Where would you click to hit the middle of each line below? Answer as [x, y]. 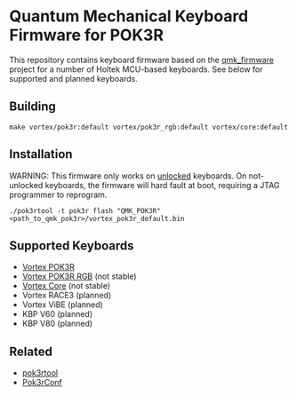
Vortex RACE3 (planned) [67, 296]
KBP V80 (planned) [57, 324]
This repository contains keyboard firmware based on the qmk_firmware [141, 59]
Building [32, 107]
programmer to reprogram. [58, 194]
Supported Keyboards [72, 246]
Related [31, 351]
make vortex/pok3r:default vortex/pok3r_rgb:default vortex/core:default [149, 127]
